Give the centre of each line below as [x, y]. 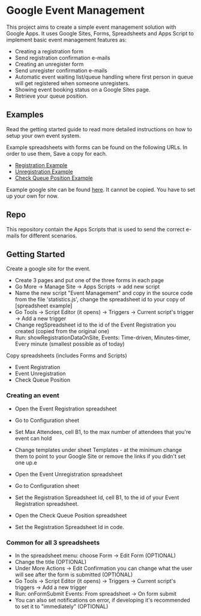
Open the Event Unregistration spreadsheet [69, 474]
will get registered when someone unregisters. [72, 83]
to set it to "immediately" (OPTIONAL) [61, 606]
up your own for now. [32, 196]
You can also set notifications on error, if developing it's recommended [102, 600]
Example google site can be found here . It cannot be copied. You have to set [100, 189]
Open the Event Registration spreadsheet [66, 409]
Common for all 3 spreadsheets [53, 542]
